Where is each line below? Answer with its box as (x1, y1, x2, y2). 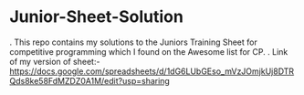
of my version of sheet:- (9, 56, 100, 67)
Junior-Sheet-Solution (9, 6, 184, 27)
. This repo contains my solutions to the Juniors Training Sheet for (9, 37, 257, 47)
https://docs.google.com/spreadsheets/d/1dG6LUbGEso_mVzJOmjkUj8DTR (9, 66, 295, 77)
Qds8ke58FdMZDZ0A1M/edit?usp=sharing (9, 75, 171, 86)
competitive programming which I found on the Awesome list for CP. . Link (9, 46, 288, 57)
